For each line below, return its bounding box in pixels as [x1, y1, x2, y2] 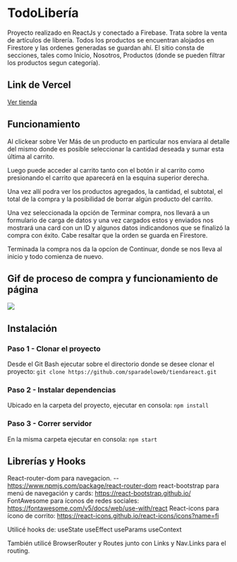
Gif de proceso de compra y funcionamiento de [7, 273, 219, 285]
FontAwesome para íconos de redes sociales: [7, 497, 140, 505]
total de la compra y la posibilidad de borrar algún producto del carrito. [7, 195, 213, 203]
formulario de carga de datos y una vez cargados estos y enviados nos [7, 216, 214, 224]
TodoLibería [7, 5, 79, 21]
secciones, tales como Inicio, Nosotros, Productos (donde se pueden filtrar [7, 51, 226, 59]
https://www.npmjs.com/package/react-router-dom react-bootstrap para [7, 481, 220, 490]
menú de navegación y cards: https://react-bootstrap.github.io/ [7, 489, 192, 498]
